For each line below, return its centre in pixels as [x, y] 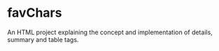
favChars [35, 13]
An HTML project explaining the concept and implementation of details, [110, 32]
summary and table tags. [43, 39]
